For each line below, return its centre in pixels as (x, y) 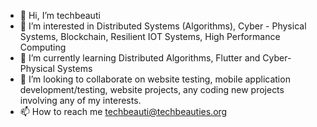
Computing (43, 47)
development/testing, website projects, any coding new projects (152, 89)
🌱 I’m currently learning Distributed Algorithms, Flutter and (140, 58)
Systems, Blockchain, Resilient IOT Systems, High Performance (150, 36)
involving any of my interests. (80, 100)
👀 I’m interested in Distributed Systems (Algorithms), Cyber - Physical (163, 26)
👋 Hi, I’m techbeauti (60, 15)
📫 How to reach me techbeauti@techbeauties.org (123, 111)
